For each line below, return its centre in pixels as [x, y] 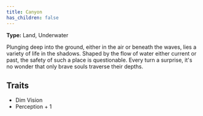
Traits [18, 85]
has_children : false [33, 18]
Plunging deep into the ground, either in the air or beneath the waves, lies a [101, 47]
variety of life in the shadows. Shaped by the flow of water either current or [101, 53]
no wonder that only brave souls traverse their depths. [75, 66]
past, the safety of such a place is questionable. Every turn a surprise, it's [99, 60]
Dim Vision [29, 100]
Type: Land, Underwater [37, 35]
